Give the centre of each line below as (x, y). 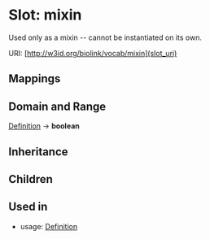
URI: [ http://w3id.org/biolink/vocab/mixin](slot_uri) (93, 53)
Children (31, 179)
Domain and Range (57, 106)
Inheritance (38, 152)
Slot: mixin (45, 15)
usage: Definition (49, 226)
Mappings (35, 79)
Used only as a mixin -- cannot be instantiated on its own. (105, 37)
